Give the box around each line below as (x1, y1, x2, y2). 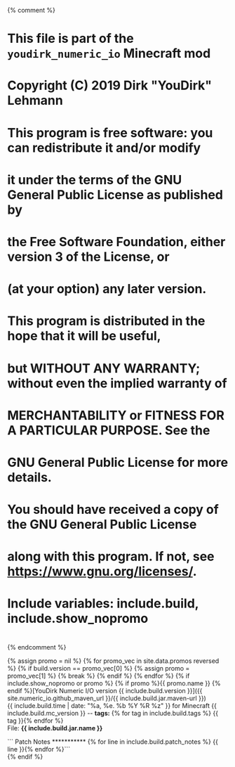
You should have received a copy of (7, 502, 219, 517)
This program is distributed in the (7, 313, 206, 329)
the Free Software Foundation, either (7, 233, 226, 250)
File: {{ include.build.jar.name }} (7, 723, 103, 732)
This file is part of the (7, 31, 135, 46)
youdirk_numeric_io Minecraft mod (7, 46, 211, 62)
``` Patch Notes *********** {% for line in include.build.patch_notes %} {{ (7, 737, 219, 746)
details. (7, 469, 53, 485)
